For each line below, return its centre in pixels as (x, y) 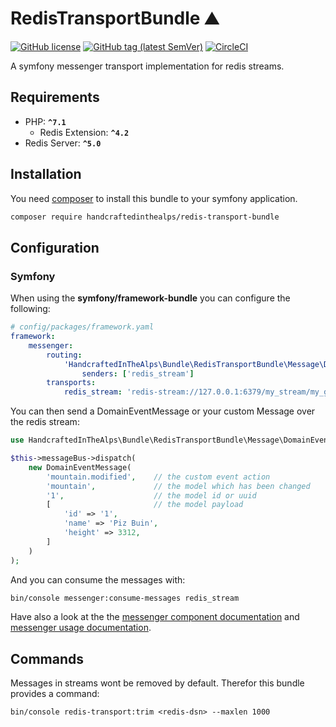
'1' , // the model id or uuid (151, 495)
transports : (71, 383)
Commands (47, 658)
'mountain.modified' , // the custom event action (158, 477)
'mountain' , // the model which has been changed (178, 486)
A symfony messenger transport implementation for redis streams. (147, 66)
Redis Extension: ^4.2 (84, 132)
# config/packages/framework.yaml (82, 327)
